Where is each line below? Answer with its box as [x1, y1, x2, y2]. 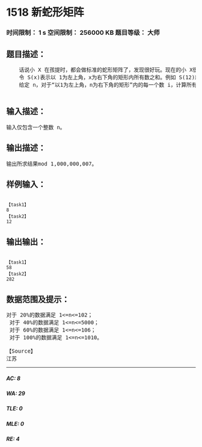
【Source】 [6, 347, 36, 354]
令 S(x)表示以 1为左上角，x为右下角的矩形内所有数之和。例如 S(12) [19, 73, 195, 81]
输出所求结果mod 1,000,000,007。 [6, 160, 97, 167]
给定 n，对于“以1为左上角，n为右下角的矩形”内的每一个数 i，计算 [19, 81, 187, 88]
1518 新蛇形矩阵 [6, 5, 84, 19]
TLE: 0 [6, 405, 23, 412]
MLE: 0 [6, 420, 24, 427]
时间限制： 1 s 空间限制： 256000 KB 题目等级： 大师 [6, 28, 161, 37]
